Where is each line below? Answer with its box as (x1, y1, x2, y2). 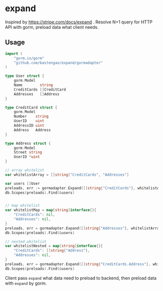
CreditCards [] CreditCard (14, 87, 66, 92)
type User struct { (5, 73, 45, 78)
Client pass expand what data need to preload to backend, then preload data (5, 275, 157, 281)
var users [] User (5, 181, 40, 186)
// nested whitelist (5, 239, 47, 244)
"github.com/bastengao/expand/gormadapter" (14, 60, 103, 65)
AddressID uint (14, 123, 45, 128)
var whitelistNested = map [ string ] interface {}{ (5, 244, 103, 249)
